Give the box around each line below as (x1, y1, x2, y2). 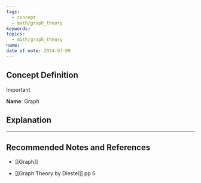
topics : (6, 31, 26, 37)
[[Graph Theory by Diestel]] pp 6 (14, 170, 96, 177)
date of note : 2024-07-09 (6, 48, 71, 54)
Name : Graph (6, 97, 40, 105)
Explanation (6, 115, 52, 125)
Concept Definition (6, 70, 79, 80)
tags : (6, 8, 20, 15)
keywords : (6, 25, 31, 32)
